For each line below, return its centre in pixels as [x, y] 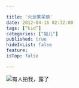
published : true [26, 40]
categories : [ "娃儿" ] [32, 34]
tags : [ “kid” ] [24, 28]
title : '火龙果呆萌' [29, 17]
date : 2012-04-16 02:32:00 [40, 22]
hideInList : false [29, 45]
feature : [17, 51]
